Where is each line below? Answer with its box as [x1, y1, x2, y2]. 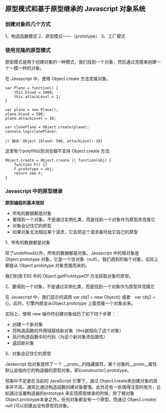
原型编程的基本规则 [5, 200, 44, 206]
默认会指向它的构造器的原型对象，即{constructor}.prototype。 [5, 367, 132, 373]
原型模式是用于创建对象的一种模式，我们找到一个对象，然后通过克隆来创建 [5, 59, 157, 65]
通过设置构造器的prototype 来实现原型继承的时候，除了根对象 [9, 390, 135, 396]
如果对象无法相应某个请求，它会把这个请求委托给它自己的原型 [12, 229, 138, 235]
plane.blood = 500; [5, 111, 45, 117]
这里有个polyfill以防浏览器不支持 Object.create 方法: [5, 148, 111, 154]
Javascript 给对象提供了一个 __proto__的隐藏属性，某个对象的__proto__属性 [5, 361, 157, 367]
